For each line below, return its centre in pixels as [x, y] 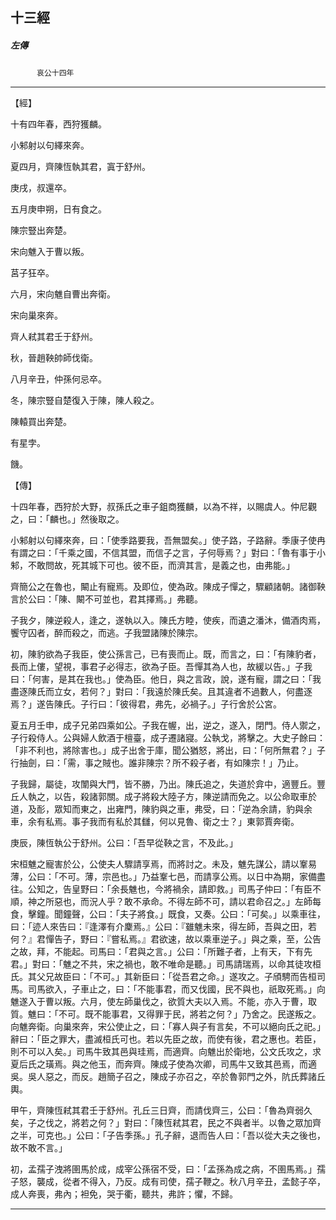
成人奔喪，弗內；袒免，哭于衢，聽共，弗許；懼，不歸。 [124, 1194]
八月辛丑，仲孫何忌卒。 [58, 379]
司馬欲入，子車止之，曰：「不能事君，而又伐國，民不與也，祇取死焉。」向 [176, 989]
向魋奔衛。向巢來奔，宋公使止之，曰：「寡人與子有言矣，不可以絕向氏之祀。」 [168, 1027]
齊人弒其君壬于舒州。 [54, 337]
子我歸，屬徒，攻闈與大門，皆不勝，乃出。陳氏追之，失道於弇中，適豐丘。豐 [168, 784]
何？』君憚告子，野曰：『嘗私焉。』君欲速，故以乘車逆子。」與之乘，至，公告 [166, 939]
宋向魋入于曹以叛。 [50, 252]
